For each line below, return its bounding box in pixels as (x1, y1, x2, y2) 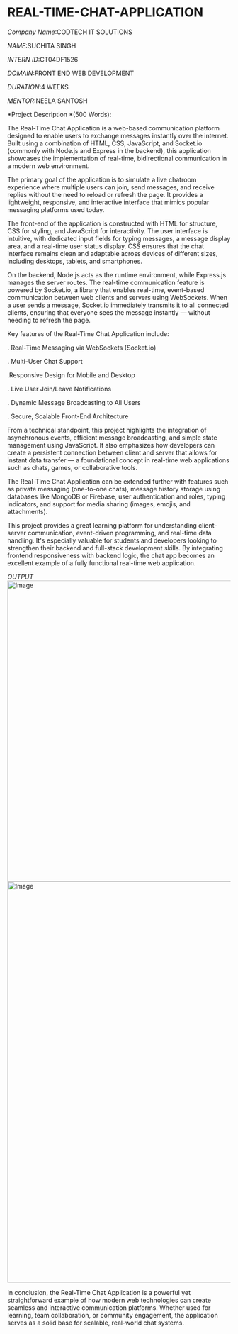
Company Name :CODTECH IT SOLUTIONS (7, 28, 132, 36)
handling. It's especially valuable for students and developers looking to (7, 536, 217, 545)
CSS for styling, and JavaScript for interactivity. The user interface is (7, 226, 208, 235)
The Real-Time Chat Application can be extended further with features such (7, 477, 229, 486)
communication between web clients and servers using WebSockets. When (7, 293, 228, 301)
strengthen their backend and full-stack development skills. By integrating (7, 543, 223, 552)
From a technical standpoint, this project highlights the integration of (7, 426, 207, 434)
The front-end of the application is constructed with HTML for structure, (7, 219, 218, 228)
